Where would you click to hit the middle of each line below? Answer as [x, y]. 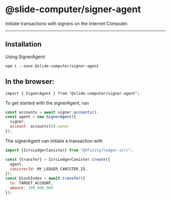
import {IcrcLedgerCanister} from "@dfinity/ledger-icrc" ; [69, 150]
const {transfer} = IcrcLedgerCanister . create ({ [58, 159]
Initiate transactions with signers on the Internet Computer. [67, 23]
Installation [23, 44]
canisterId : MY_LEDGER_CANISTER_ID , [49, 169]
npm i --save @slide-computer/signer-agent [52, 66]
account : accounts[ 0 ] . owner [40, 127]
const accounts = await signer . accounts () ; [52, 112]
